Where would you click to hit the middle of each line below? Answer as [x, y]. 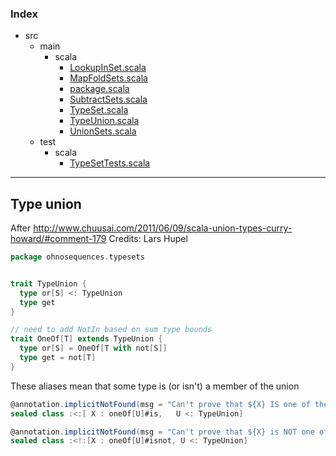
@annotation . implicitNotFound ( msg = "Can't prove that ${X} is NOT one [162, 432]
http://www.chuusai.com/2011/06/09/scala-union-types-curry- [163, 228]
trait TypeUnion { [48, 283]
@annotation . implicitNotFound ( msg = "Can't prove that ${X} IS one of [160, 404]
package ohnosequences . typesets [77, 257]
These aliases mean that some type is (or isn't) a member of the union [155, 386]
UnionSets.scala [103, 131]
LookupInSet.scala [108, 68]
